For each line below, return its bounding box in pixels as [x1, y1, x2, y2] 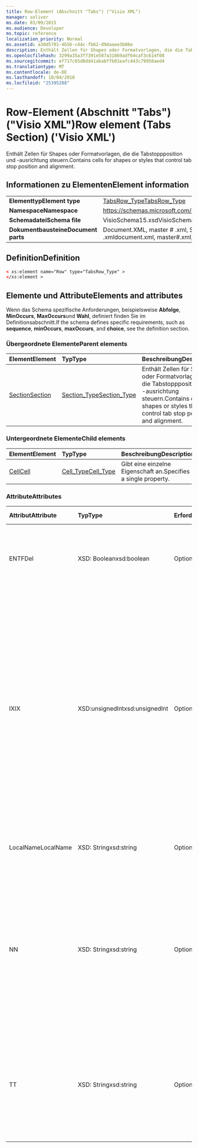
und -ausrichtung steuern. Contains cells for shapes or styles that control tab [6, 156, 192, 163]
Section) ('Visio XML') [6, 131, 116, 144]
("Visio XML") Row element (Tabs [6, 118, 171, 132]
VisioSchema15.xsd [103, 216, 159, 224]
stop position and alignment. [6, 163, 75, 170]
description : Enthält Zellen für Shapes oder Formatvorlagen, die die [6, 47, 183, 53]
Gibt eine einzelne [121, 459, 171, 468]
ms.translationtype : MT [6, 63, 65, 70]
